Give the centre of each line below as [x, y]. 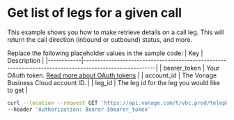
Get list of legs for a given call [95, 13]
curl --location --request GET [53, 103]
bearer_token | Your [192, 68]
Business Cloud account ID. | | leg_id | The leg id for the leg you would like [114, 82]
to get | [17, 90]
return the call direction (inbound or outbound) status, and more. [100, 39]
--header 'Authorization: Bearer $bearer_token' [79, 110]
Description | [26, 60]
